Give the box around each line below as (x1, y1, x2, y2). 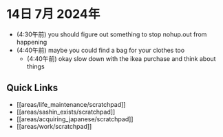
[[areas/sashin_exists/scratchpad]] (16, 108, 116, 116)
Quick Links (6, 82, 59, 94)
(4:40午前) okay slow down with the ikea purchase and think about (26, 54, 216, 62)
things (26, 62, 45, 71)
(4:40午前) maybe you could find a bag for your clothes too (16, 46, 185, 54)
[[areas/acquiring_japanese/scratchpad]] (16, 114, 134, 123)
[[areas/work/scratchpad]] (16, 122, 92, 130)
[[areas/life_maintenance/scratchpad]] (16, 100, 126, 108)
